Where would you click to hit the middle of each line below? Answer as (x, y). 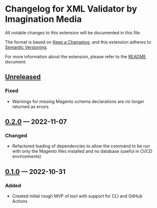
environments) (26, 157)
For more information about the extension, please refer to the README (76, 56)
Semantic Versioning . (26, 47)
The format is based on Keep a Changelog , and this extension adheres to (78, 42)
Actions (20, 201)
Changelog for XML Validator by (71, 9)
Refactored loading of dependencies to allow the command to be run (81, 146)
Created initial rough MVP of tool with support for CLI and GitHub (77, 196)
